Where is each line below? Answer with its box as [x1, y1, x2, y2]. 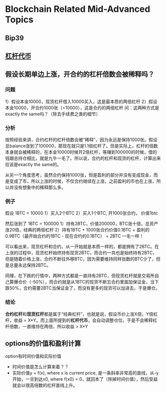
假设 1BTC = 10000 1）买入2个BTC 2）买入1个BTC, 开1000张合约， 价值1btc [5, 210, 158, 216]
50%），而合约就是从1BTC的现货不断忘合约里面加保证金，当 [33, 279, 155, 285]
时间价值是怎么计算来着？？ [12, 364, 69, 370]
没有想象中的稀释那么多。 [13, 184, 66, 190]
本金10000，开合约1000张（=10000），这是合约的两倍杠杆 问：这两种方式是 [5, 105, 160, 111]
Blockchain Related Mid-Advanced [5, 3, 151, 15]
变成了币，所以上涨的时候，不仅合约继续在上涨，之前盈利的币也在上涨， [9, 178, 157, 184]
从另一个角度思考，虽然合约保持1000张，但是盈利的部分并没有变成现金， [5, 172, 154, 178]
